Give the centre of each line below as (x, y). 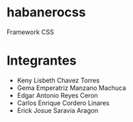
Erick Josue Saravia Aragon (58, 110)
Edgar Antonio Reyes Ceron (58, 95)
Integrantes (42, 61)
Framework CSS (31, 32)
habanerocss (46, 12)
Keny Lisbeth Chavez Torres (58, 80)
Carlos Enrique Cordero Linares (63, 103)
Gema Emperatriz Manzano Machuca (71, 88)
